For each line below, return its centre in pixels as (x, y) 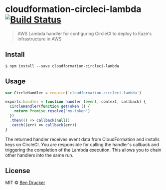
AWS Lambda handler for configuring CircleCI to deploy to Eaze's (84, 33)
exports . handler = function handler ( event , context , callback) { (76, 102)
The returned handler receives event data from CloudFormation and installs (83, 139)
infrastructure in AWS (39, 39)
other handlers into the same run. (39, 155)
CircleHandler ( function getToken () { (50, 106)
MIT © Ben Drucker (25, 183)
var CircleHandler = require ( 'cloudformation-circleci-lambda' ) (73, 93)
